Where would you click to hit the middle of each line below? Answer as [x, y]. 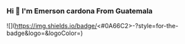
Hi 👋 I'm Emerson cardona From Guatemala [80, 11]
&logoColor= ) [64, 33]
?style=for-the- [157, 26]
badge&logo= [26, 33]
